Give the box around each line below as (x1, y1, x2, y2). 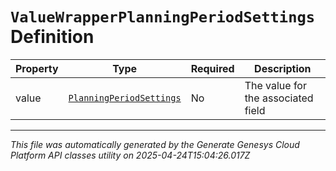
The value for (244, 78, 307, 92)
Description (254, 61, 312, 75)
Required (190, 61, 235, 75)
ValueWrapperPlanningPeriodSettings (10, 8, 316, 27)
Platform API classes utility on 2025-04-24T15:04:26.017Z (10, 149, 251, 161)
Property (15, 61, 59, 75)
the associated (244, 91, 314, 105)
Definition (10, 26, 95, 48)
